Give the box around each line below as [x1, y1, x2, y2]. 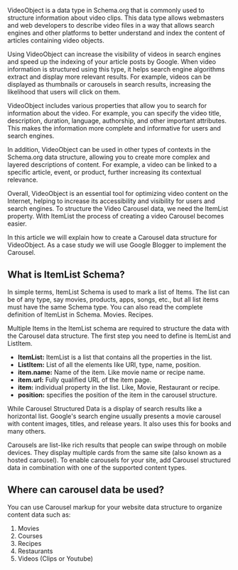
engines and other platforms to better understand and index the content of [7, 28, 225, 37]
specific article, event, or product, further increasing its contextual [7, 168, 202, 176]
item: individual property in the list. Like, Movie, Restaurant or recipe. [17, 383, 220, 391]
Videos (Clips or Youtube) [17, 554, 94, 563]
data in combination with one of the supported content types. [7, 463, 187, 471]
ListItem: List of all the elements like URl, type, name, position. [17, 360, 201, 368]
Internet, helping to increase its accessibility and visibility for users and [7, 197, 215, 205]
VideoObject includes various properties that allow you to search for [7, 102, 207, 109]
